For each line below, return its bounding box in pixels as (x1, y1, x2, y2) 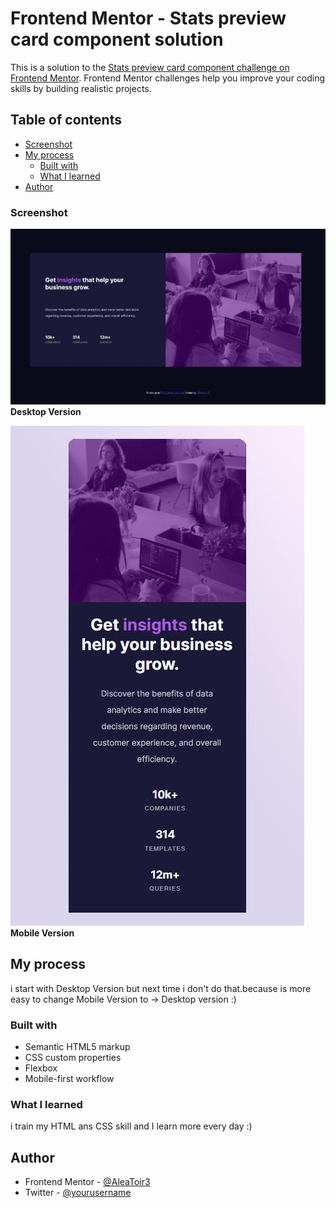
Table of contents (10, 112, 122, 129)
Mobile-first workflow (24, 1072, 115, 1084)
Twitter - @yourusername (24, 1187, 132, 1199)
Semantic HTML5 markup (24, 1040, 131, 1052)
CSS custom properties (24, 1051, 122, 1063)
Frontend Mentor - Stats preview (10, 7, 287, 30)
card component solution (10, 28, 224, 51)
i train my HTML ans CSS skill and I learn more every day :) (10, 1120, 253, 1132)
